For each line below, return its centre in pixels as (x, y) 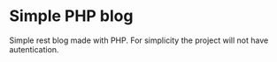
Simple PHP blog (71, 16)
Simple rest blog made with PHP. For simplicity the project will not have (139, 40)
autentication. (34, 49)
